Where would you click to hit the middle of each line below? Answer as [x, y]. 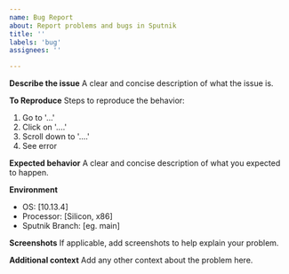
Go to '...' [38, 118]
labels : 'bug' [36, 42]
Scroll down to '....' [56, 137]
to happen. [29, 173]
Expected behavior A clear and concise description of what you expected [145, 163]
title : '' [28, 34]
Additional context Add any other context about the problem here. [131, 260]
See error [40, 146]
